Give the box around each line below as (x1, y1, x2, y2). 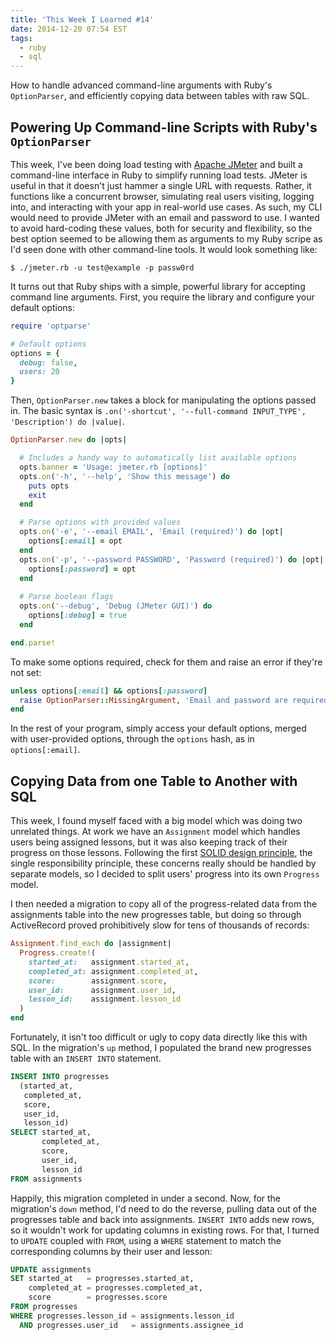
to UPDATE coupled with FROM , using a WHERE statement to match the (10, 1234, 282, 1246)
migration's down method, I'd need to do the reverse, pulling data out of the (10, 1202, 318, 1215)
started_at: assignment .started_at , (28, 957, 190, 967)
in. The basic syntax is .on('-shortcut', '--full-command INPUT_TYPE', (10, 405, 307, 417)
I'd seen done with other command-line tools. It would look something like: (10, 243, 318, 255)
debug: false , (19, 357, 78, 368)
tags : (10, 33, 33, 43)
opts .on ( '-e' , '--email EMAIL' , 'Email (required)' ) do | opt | (19, 527, 284, 537)
